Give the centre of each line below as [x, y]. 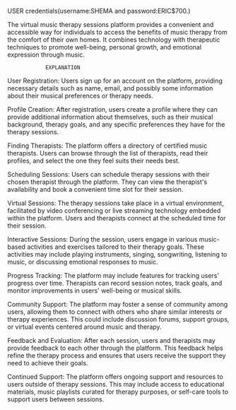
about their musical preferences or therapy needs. [81, 96]
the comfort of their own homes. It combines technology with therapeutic [114, 40]
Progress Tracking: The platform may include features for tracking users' [113, 275]
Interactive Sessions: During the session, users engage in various [102, 239]
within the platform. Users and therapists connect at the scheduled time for [117, 218]
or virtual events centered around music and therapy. [84, 327]
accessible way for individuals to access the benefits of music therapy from [117, 32]
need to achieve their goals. [48, 363]
